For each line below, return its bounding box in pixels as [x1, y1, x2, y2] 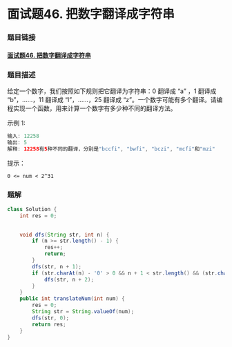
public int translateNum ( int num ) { [19, 295, 126, 302]
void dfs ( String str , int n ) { [19, 231, 110, 238]
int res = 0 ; [19, 212, 57, 219]
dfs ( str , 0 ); [32, 315, 70, 321]
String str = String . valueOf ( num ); [32, 308, 135, 315]
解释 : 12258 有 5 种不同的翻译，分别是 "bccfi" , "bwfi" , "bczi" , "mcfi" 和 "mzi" [7, 146, 215, 152]
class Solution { [7, 206, 57, 212]
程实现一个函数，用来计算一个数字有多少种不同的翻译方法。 [7, 104, 177, 112]
